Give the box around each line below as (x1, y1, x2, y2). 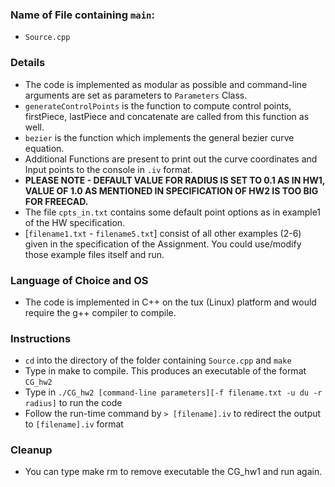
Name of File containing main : (10, 8, 155, 22)
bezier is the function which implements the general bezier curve (24, 131, 295, 143)
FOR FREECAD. (24, 195, 89, 207)
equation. (24, 142, 65, 154)
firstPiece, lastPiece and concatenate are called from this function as (24, 110, 310, 122)
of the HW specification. (24, 216, 126, 228)
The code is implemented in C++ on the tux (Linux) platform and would (24, 296, 317, 308)
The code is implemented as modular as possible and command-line (24, 78, 308, 90)
